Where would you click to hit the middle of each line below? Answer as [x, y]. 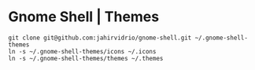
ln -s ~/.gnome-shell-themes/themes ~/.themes [86, 58]
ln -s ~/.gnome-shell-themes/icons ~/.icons [82, 51]
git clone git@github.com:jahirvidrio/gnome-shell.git [100, 38]
